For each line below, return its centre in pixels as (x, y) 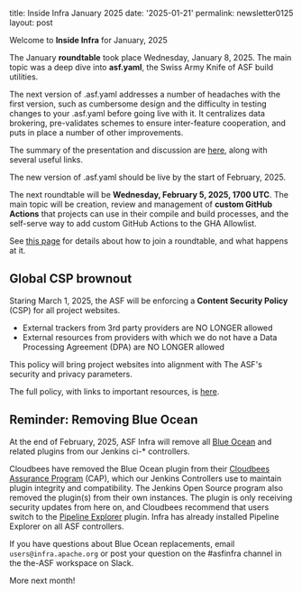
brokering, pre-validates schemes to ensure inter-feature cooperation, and (148, 123)
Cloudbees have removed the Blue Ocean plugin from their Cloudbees (140, 468)
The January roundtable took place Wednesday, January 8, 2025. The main (151, 57)
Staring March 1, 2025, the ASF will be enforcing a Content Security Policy (149, 301)
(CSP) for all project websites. (65, 310)
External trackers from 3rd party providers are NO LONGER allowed (147, 328)
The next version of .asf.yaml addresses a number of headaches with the (145, 94)
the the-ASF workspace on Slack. (72, 562)
